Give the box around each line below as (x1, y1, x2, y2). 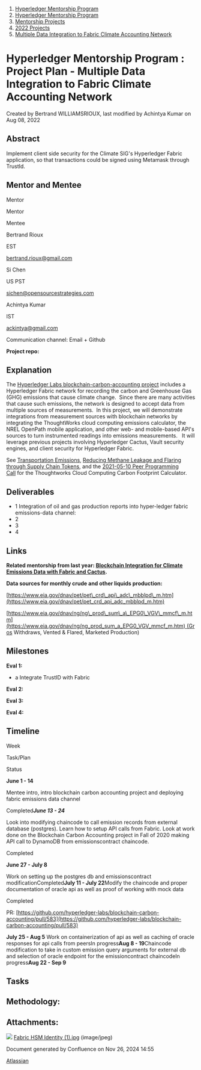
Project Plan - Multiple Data (6, 64, 146, 78)
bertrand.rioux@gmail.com (6, 254, 73, 261)
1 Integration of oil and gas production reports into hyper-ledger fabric (14, 503, 188, 510)
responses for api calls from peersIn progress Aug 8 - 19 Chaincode (6, 939, 172, 947)
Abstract (6, 134, 40, 144)
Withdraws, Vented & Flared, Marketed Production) (13, 629, 140, 636)
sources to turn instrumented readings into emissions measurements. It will (6, 432, 195, 439)
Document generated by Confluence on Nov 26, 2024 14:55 (6, 1045, 154, 1053)
